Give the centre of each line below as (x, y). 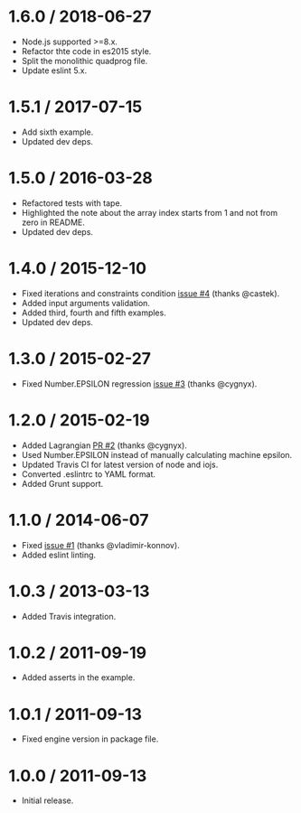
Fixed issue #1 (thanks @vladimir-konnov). (100, 545)
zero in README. (53, 222)
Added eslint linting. (59, 555)
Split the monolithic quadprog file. (85, 61)
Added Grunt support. (62, 483)
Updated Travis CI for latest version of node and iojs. (120, 464)
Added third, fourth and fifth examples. (94, 313)
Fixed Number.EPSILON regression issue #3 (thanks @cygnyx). (139, 383)
